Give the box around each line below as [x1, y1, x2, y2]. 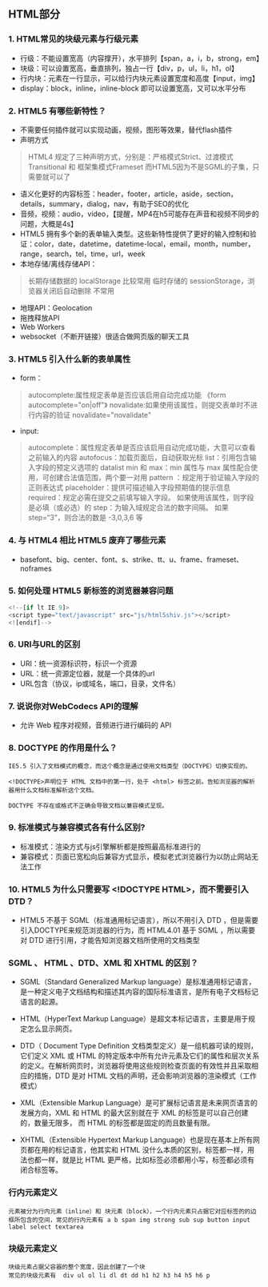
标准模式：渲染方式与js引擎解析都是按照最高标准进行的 [19, 841, 202, 851]
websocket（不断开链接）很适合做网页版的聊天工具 [19, 331, 190, 341]
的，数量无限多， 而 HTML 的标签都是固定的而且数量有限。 [19, 1118, 214, 1128]
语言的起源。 [19, 997, 62, 1007]
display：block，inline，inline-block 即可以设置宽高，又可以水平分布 [19, 83, 246, 93]
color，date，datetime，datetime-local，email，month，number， [34, 239, 255, 248]
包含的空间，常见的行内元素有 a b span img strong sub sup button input [19, 1216, 250, 1224]
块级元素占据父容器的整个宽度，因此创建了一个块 [8, 1263, 146, 1271]
